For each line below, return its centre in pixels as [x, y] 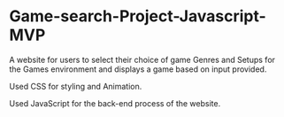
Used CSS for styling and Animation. [76, 86]
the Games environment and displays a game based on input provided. [138, 69]
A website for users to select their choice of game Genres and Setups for [142, 59]
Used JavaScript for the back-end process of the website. [115, 103]
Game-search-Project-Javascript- [138, 16]
